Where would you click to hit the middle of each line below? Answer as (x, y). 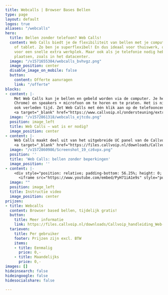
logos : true (17, 24)
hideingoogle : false (27, 276)
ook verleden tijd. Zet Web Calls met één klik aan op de (76, 108)
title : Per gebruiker (36, 234)
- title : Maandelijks (36, 257)
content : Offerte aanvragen (43, 80)
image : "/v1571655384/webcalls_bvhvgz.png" (55, 61)
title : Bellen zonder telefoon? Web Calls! (55, 38)
